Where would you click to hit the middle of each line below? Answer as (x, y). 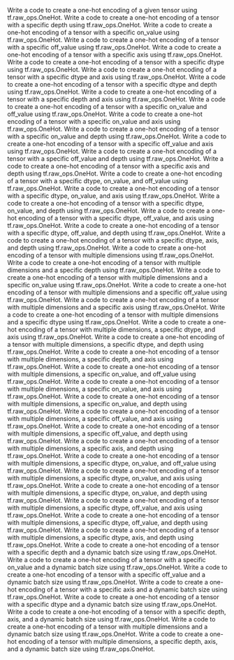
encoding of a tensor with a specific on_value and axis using (94, 121)
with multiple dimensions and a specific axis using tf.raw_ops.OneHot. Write (116, 307)
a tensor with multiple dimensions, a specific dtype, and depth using (105, 344)
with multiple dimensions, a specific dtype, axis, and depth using (101, 537)
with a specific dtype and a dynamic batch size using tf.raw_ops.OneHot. (112, 604)
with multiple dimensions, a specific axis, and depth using (90, 448)
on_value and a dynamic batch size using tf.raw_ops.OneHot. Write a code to (117, 567)
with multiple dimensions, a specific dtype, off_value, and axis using (105, 508)
